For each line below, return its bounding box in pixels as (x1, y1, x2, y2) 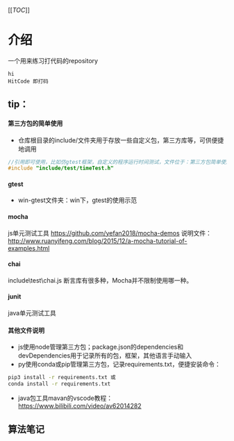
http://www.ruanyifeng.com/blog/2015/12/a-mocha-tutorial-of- (8, 236, 187, 245)
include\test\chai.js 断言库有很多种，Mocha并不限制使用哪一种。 (8, 276, 193, 284)
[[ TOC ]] (8, 6, 30, 14)
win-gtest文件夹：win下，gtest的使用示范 (17, 196, 137, 204)
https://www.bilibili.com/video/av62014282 (17, 402, 142, 410)
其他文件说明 (8, 326, 44, 334)
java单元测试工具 (8, 309, 56, 317)
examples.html (8, 244, 50, 252)
